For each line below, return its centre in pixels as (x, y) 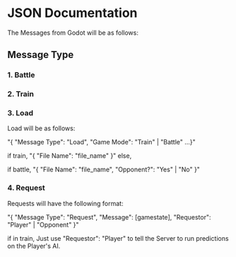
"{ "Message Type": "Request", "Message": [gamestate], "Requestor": (109, 217)
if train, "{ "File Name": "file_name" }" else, (70, 156)
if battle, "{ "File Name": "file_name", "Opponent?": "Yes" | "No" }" (104, 170)
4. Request (26, 188)
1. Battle (21, 75)
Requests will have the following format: (65, 203)
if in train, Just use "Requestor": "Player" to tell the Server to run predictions (118, 238)
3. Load (20, 113)
